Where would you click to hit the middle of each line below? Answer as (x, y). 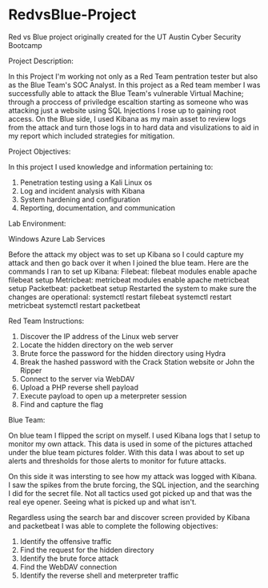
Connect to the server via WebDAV (77, 378)
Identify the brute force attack (69, 558)
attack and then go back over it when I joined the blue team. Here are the (129, 262)
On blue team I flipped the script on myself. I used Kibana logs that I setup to (134, 435)
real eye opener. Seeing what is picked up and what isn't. (102, 502)
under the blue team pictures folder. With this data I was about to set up (126, 452)
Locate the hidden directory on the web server (96, 345)
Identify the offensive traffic (66, 541)
